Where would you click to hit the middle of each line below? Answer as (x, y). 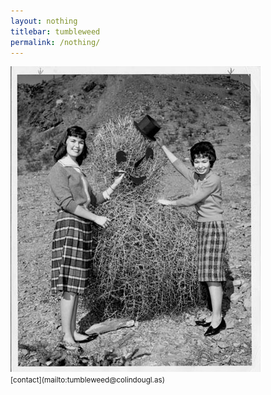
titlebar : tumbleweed (55, 31)
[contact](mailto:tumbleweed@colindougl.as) (87, 380)
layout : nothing (44, 21)
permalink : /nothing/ (55, 42)
